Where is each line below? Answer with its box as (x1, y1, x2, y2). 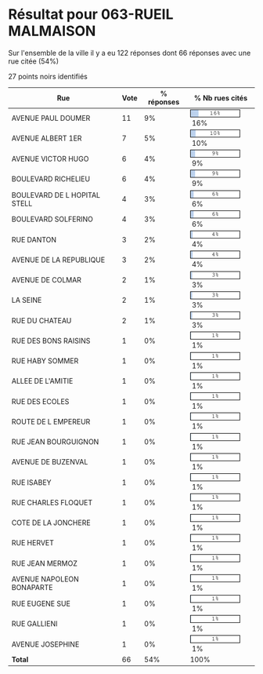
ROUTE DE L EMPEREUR (11, 417, 91, 426)
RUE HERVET (11, 538, 55, 548)
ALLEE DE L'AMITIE (11, 377, 74, 386)
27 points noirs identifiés (8, 71, 88, 81)
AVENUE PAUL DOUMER (11, 114, 91, 123)
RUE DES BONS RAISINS (11, 336, 91, 345)
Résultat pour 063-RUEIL (8, 5, 174, 24)
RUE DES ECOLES (11, 396, 70, 406)
